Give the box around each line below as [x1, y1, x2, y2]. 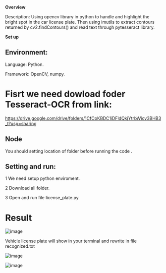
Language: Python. [5, 61, 44, 67]
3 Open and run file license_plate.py [5, 195, 79, 201]
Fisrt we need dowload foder [5, 89, 125, 100]
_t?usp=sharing [5, 120, 37, 126]
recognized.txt [5, 243, 35, 249]
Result [5, 212, 32, 223]
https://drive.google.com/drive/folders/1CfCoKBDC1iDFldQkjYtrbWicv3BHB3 [5, 115, 162, 121]
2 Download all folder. [5, 185, 50, 191]
